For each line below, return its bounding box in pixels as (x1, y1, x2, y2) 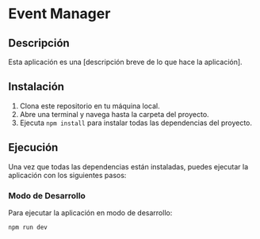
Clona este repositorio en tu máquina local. (19, 101, 160, 111)
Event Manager (8, 5, 111, 23)
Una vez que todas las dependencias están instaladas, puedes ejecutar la (8, 161, 249, 171)
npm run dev (8, 223, 48, 231)
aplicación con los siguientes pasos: (8, 170, 127, 180)
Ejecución (8, 141, 59, 154)
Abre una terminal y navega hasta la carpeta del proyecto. (19, 109, 209, 119)
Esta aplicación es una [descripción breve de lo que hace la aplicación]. (8, 57, 243, 66)
